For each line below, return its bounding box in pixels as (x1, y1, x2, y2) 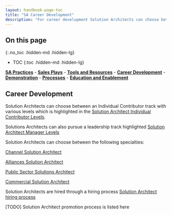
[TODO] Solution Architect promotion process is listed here (5, 204, 130, 210)
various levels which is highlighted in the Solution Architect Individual (5, 108, 151, 114)
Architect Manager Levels (5, 129, 60, 135)
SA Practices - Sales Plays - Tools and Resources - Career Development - (5, 69, 166, 76)
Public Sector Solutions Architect (5, 169, 75, 175)
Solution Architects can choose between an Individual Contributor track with (5, 103, 166, 109)
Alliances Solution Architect (5, 159, 63, 165)
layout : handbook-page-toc (5, 7, 63, 13)
